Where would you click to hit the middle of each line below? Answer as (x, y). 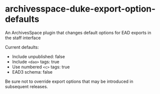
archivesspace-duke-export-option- (80, 9)
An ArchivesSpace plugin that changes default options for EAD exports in (78, 32)
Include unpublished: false (39, 56)
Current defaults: (22, 47)
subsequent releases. (27, 86)
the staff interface (23, 38)
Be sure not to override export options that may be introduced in (69, 81)
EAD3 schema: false (32, 72)
